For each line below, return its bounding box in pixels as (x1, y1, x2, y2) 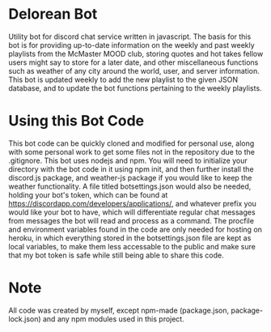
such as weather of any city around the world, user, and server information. (8, 66, 260, 75)
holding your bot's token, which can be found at (8, 189, 168, 199)
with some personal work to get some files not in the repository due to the (8, 147, 255, 156)
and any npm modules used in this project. (42, 313, 184, 324)
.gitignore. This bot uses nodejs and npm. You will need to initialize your (8, 155, 248, 165)
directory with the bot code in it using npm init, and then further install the (8, 164, 254, 174)
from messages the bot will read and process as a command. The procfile (8, 215, 255, 225)
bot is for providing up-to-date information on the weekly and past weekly (8, 40, 255, 49)
